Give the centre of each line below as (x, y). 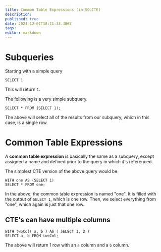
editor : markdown (23, 33)
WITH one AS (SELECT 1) (30, 180)
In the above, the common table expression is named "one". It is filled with (81, 193)
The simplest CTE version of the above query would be (61, 171)
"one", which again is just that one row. (45, 204)
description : (19, 14)
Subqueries (29, 57)
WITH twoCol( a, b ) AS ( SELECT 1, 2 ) (48, 231)
